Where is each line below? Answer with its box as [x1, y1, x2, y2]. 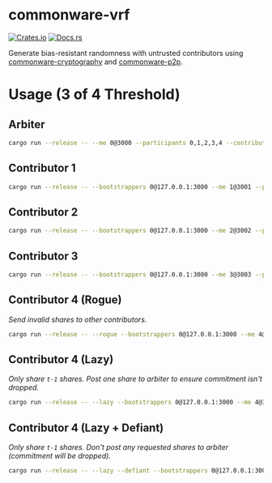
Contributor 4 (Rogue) [8, 293, 122, 307]
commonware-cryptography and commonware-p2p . [8, 57, 184, 66]
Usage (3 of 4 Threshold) [8, 85, 181, 104]
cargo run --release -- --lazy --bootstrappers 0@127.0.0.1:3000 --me [8, 399, 252, 407]
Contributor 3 [8, 249, 79, 263]
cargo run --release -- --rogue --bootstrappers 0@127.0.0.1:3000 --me [8, 330, 255, 338]
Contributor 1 [8, 161, 76, 175]
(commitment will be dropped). [8, 451, 112, 461]
